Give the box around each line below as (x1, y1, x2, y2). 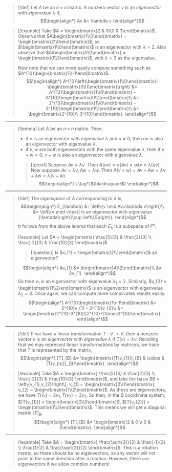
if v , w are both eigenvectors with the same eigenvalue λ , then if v (25, 146, 165, 153)
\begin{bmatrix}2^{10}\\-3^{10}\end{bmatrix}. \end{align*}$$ (28, 111, 157, 117)
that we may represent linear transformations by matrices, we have (17, 341, 160, 348)
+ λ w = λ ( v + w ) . (30, 173, 67, 179)
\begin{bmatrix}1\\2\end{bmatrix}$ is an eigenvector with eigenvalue (17, 285, 163, 291)
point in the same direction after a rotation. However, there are (17, 455, 149, 461)
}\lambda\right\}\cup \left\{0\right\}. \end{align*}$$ (38, 214, 147, 220)
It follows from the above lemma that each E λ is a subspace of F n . (17, 222, 157, 230)
